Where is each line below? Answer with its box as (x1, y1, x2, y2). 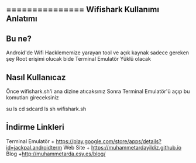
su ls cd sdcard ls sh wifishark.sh (6, 105, 87, 113)
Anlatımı (6, 14, 37, 24)
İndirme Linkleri (6, 122, 64, 132)
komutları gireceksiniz (6, 94, 60, 101)
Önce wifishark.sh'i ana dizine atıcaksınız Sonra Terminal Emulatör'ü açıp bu (6, 88, 190, 95)
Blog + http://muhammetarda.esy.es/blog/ (6, 150, 106, 157)
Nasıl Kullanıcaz (6, 72, 66, 82)
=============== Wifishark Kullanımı (6, 5, 160, 15)
